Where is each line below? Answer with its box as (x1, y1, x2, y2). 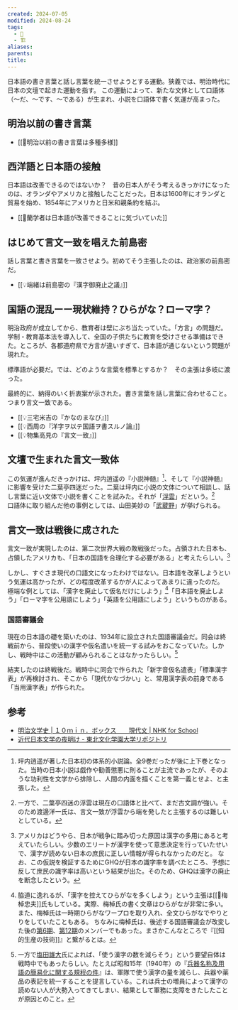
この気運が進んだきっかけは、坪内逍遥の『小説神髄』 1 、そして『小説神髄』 (7, 473, 227, 483)
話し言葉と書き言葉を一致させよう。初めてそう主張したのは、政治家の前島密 (7, 256, 230, 265)
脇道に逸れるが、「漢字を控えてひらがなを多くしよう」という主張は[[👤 (17, 891, 222, 899)
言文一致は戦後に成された (7, 523, 119, 536)
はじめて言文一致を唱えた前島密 (7, 236, 147, 249)
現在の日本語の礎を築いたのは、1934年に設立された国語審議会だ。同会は (7, 632, 220, 641)
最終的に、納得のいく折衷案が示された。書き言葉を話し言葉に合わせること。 (7, 389, 231, 398)
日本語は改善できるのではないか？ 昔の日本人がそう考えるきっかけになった (7, 180, 230, 189)
